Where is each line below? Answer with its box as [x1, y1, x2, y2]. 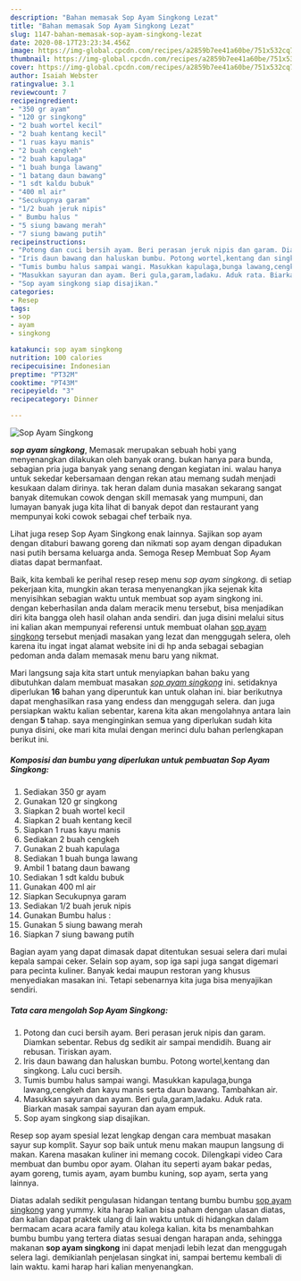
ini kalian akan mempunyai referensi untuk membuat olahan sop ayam [10, 622, 267, 632]
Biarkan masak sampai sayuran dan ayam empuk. [22, 1103, 206, 1114]
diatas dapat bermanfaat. [10, 557, 104, 568]
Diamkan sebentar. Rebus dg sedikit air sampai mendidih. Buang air [22, 1036, 272, 1047]
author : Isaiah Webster [10, 72, 99, 80]
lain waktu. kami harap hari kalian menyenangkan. [10, 1261, 194, 1272]
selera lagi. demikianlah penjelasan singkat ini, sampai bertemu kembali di [10, 1252, 282, 1262]
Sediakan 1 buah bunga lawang [22, 853, 138, 864]
